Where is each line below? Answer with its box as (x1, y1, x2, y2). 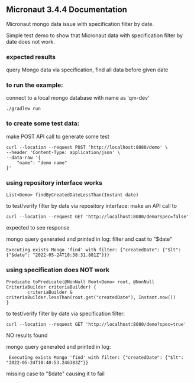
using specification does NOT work (6, 266, 109, 274)
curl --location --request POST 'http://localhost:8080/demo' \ (6, 144, 168, 150)
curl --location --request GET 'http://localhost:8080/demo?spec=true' (6, 322, 186, 328)
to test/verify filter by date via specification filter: (6, 310, 125, 317)
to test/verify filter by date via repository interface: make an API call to (6, 202, 177, 209)
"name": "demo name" (17, 159, 67, 166)
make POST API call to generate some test (6, 133, 109, 140)
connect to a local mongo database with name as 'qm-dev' (6, 94, 150, 102)
